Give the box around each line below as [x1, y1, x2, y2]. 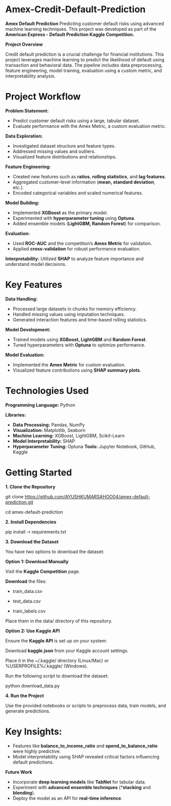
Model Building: [5, 199, 40, 205]
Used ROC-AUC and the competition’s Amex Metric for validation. [12, 240, 152, 246]
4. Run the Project [5, 693, 44, 699]
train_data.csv [12, 588, 42, 594]
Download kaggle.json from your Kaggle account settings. [5, 648, 129, 654]
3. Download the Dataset [5, 538, 59, 545]
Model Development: [5, 326, 51, 333]
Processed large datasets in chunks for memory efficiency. [12, 306, 137, 312]
